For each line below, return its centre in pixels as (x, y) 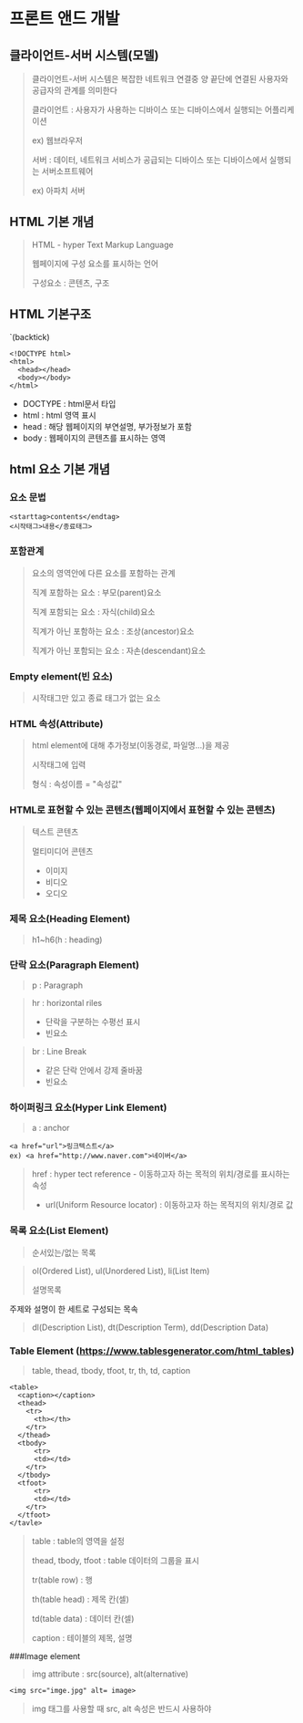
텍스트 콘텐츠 (55, 832)
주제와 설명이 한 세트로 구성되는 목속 (74, 1309)
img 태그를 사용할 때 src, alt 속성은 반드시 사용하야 (121, 1708)
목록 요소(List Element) (59, 1230)
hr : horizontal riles (67, 1003)
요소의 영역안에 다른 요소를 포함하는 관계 (103, 573)
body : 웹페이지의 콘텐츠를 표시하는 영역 (94, 438)
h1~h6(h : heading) (67, 939)
